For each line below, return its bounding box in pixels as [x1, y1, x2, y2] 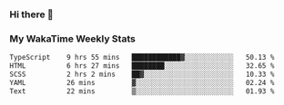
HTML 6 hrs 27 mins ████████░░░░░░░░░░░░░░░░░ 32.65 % [9, 62, 275, 71]
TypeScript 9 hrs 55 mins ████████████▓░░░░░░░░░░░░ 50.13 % [9, 53, 275, 62]
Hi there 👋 [9, 8, 55, 21]
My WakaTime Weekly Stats [9, 32, 137, 44]
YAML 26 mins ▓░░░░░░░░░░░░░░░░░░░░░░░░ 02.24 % [9, 78, 275, 87]
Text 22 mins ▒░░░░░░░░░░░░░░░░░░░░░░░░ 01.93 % [9, 86, 275, 96]
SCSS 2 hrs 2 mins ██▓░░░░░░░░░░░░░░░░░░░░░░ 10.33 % [9, 70, 275, 79]
